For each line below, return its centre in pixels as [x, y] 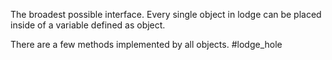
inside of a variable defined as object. [88, 25]
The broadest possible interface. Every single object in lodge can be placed [166, 14]
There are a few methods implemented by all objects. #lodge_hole [146, 44]
